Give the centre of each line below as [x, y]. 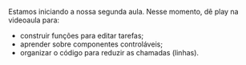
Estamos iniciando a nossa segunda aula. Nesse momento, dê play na [123, 12]
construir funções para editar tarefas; [82, 36]
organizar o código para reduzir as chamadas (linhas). [109, 53]
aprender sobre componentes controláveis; [91, 44]
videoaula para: [34, 20]
